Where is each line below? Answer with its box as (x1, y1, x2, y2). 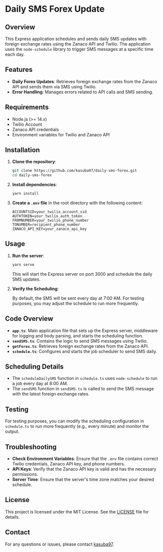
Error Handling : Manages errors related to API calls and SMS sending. (12, 89, 154, 95)
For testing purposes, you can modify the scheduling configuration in (5, 418, 144, 424)
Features (5, 66, 33, 74)
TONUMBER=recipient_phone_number (12, 222, 81, 227)
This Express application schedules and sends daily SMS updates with (5, 36, 147, 42)
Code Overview (5, 314, 54, 323)
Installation (5, 146, 40, 155)
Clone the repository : (12, 159, 57, 165)
